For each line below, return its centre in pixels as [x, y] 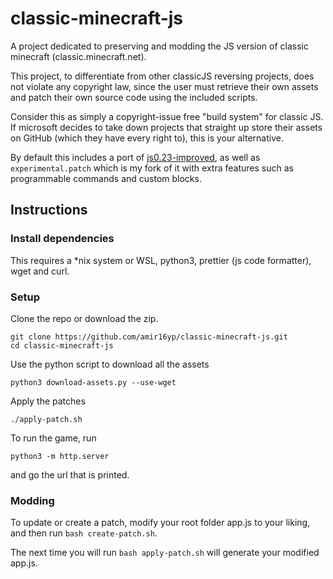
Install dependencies [62, 239]
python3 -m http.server [60, 456]
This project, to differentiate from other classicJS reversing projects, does [162, 76]
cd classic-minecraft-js [62, 345]
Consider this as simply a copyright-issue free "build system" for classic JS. [167, 116]
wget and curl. [40, 271]
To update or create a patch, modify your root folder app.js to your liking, [160, 523]
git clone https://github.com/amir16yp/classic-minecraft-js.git [149, 337]
